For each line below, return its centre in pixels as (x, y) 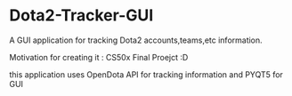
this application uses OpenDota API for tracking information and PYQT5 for (146, 74)
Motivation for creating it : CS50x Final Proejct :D (99, 57)
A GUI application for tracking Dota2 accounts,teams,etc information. (136, 40)
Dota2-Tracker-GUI (81, 16)
